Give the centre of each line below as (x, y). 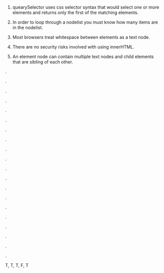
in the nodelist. (28, 27)
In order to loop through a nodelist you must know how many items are (85, 22)
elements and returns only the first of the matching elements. (75, 12)
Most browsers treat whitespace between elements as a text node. (81, 37)
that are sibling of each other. (43, 62)
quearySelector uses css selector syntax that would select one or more (86, 7)
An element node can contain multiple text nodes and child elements (83, 56)
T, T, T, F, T (17, 265)
